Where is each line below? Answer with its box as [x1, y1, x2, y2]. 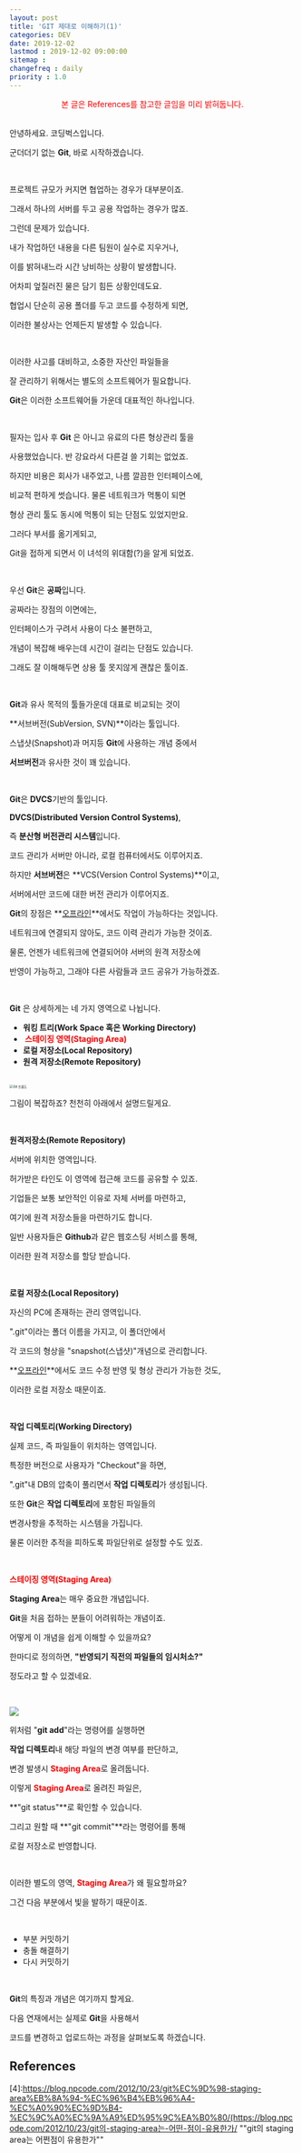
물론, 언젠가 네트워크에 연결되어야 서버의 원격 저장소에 [9, 946, 201, 957]
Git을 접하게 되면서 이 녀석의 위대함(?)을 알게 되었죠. [9, 547, 194, 558]
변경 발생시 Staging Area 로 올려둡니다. [9, 1763, 150, 1774]
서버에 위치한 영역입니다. [9, 1154, 97, 1165]
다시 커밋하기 [22, 1956, 70, 1967]
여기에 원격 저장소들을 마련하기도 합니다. [9, 1211, 152, 1223]
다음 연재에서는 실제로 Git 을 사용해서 [9, 2012, 140, 2023]
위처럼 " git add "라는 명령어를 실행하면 [9, 1724, 146, 1735]
